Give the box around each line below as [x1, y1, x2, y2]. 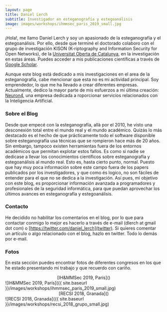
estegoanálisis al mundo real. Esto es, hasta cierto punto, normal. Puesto [5, 158, 155, 165]
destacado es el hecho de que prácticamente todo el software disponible [5, 132, 156, 138]
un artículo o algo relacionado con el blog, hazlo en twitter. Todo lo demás [5, 230, 157, 236]
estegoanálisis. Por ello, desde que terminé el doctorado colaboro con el [5, 40, 155, 46]
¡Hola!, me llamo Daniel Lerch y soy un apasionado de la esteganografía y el [5, 35, 161, 41]
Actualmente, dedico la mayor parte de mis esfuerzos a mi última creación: [5, 87, 159, 93]
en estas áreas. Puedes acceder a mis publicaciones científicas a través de [5, 56, 160, 62]
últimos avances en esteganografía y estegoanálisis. [5, 190, 113, 196]
